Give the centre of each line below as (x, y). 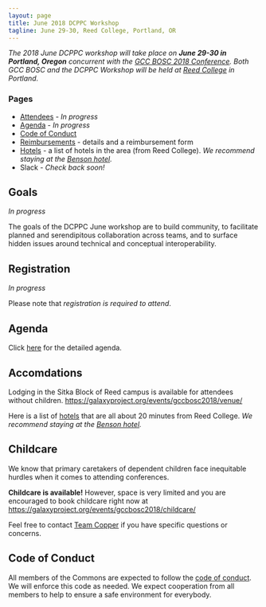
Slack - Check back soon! (62, 167)
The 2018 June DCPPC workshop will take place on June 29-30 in (117, 53)
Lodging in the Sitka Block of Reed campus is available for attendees (121, 392)
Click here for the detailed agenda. (65, 348)
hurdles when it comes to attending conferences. (89, 477)
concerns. (25, 533)
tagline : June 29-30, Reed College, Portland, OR (92, 30)
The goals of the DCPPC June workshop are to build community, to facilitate (133, 227)
